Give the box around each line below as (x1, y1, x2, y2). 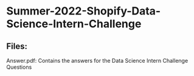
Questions (6, 63, 32, 71)
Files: (6, 41, 27, 51)
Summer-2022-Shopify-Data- (6, 4, 161, 18)
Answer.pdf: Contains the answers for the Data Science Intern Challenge (6, 57, 189, 64)
